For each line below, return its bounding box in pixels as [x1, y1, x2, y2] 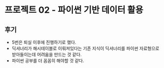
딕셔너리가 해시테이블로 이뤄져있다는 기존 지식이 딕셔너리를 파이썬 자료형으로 [11, 45, 160, 51]
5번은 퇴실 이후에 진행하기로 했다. [11, 40, 77, 45]
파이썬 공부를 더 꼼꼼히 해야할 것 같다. [11, 58, 84, 64]
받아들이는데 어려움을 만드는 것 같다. [11, 52, 82, 57]
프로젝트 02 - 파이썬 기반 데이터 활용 [4, 4, 144, 16]
